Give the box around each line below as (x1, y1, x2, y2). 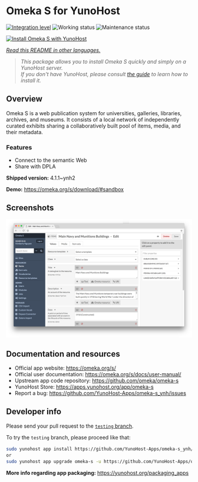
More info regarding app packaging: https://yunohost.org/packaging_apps (6, 469, 189, 476)
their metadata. (6, 128, 43, 135)
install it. (20, 77, 41, 84)
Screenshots (6, 203, 54, 213)
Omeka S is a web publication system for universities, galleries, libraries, (6, 109, 182, 116)
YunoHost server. (20, 64, 63, 71)
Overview (6, 94, 43, 104)
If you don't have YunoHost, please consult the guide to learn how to (20, 70, 189, 77)
